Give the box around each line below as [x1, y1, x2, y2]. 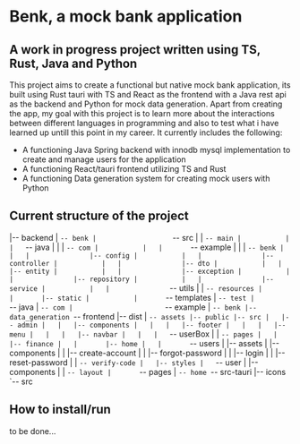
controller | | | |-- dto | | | [9, 259, 282, 268]
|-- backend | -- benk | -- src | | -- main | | [9, 232, 290, 243]
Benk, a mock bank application [9, 6, 243, 27]
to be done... [9, 425, 56, 436]
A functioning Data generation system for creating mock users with [21, 173, 270, 184]
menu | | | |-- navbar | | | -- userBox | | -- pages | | [9, 329, 278, 339]
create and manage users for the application [21, 154, 186, 165]
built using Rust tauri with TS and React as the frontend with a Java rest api [9, 90, 287, 99]
